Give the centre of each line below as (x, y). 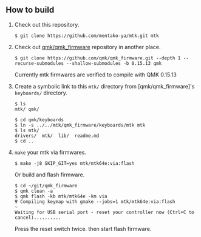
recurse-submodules (39, 63)
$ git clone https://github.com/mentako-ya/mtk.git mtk (87, 36)
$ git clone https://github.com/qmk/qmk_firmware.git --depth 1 (97, 58)
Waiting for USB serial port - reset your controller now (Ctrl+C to (104, 212)
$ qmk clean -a (34, 191)
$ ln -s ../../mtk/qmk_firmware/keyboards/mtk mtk (80, 125)
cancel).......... (38, 218)
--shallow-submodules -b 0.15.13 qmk (114, 63)
